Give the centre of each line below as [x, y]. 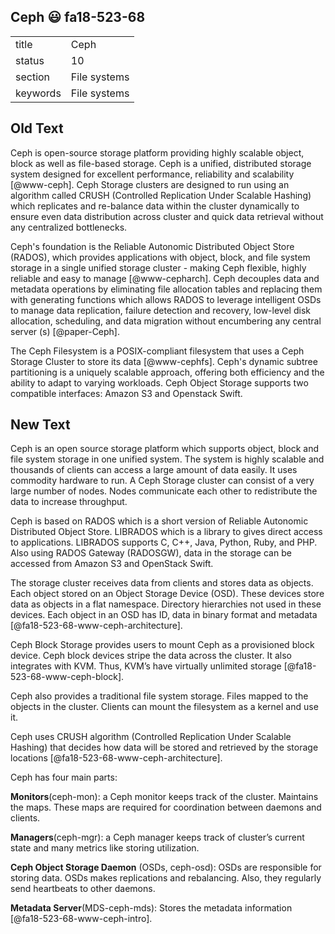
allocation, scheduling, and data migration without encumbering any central [166, 321]
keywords [38, 93]
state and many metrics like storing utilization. [105, 848]
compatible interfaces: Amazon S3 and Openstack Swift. [126, 393]
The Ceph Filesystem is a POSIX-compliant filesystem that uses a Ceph [157, 351]
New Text [40, 425]
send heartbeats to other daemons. [83, 889]
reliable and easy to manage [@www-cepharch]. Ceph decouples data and [165, 278]
